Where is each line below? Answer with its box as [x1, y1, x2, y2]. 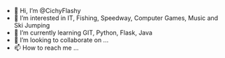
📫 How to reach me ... [13, 43, 79, 52]
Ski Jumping [13, 21, 50, 29]
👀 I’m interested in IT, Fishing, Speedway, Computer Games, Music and [13, 14, 219, 22]
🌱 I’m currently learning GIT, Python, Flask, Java [13, 28, 152, 37]
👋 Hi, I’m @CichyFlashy [13, 7, 81, 14]
